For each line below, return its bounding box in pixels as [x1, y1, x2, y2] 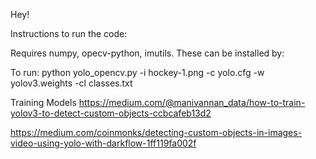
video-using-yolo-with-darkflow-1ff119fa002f [10, 137, 197, 149]
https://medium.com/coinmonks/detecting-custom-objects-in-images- [10, 127, 303, 138]
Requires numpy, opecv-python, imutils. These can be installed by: [10, 47, 285, 59]
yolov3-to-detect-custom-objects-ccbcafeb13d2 [10, 107, 212, 119]
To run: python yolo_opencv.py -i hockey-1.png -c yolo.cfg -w [10, 67, 265, 78]
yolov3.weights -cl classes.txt [10, 77, 133, 89]
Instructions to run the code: [10, 28, 128, 39]
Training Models [10, 97, 77, 108]
